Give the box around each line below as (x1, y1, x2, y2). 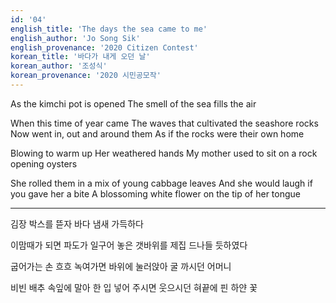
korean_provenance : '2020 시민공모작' (10, 71, 162, 81)
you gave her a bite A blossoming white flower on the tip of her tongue (10, 187, 301, 200)
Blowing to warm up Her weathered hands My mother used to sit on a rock (10, 147, 318, 159)
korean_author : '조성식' (10, 61, 108, 71)
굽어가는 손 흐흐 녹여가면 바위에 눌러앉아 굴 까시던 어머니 (10, 260, 232, 272)
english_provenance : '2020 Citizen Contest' (10, 42, 199, 53)
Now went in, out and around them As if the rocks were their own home (10, 127, 305, 140)
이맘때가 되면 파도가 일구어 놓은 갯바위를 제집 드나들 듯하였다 (10, 239, 248, 251)
